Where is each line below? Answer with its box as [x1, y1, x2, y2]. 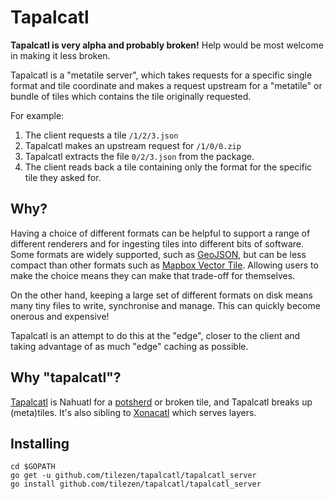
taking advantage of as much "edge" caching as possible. [10, 340, 249, 352]
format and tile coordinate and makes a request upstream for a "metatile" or [10, 79, 323, 91]
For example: [10, 109, 65, 121]
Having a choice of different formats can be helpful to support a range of [10, 227, 311, 239]
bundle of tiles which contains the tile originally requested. [10, 90, 252, 102]
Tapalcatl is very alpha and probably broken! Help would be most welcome [10, 39, 324, 51]
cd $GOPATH [10, 462, 56, 472]
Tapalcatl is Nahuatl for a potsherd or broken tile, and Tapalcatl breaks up [10, 396, 313, 408]
